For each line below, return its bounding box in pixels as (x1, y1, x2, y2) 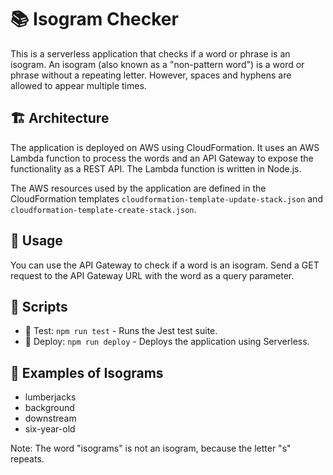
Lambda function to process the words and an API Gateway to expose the (10, 152, 314, 164)
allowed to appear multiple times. (10, 79, 147, 91)
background (24, 402, 75, 414)
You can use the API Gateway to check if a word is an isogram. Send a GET (10, 259, 320, 271)
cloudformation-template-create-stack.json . (10, 203, 197, 215)
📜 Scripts (10, 298, 68, 315)
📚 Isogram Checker (10, 8, 179, 31)
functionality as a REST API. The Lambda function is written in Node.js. (10, 162, 302, 175)
